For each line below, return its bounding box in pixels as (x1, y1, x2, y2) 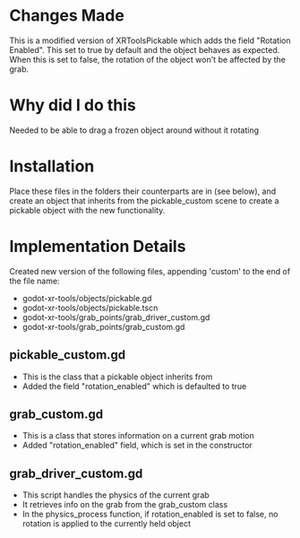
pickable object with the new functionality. (9, 204, 166, 215)
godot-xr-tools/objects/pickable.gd (21, 292, 152, 303)
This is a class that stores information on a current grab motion (21, 430, 255, 441)
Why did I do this (9, 95, 136, 116)
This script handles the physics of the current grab (21, 490, 210, 500)
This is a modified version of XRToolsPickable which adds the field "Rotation (9, 35, 291, 46)
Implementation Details (9, 237, 186, 256)
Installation (9, 156, 95, 177)
